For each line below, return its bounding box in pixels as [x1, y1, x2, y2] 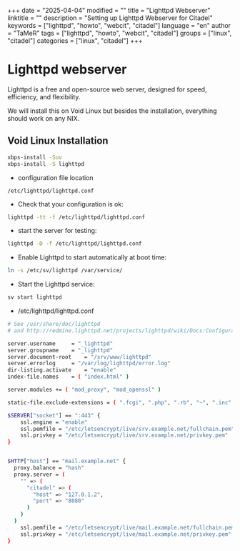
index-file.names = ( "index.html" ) [7, 373, 130, 381]
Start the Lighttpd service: [17, 280, 95, 289]
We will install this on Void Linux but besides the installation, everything [7, 106, 217, 115]
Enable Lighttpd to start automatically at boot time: [17, 253, 166, 262]
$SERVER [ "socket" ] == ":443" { [7, 412, 101, 419]
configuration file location [17, 173, 94, 182]
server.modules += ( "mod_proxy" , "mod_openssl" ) [7, 386, 161, 393]
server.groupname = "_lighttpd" [7, 347, 114, 354]
